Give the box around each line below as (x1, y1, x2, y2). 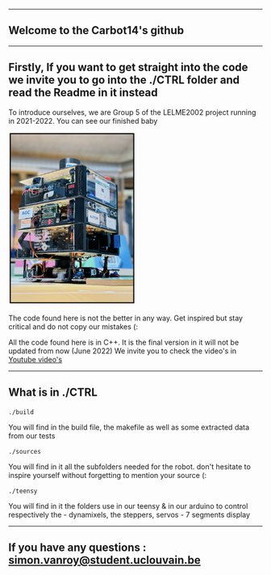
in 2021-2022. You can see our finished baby (8, 116, 158, 125)
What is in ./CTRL (8, 386, 98, 400)
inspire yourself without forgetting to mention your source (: (8, 470, 207, 480)
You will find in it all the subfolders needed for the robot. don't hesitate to (8, 462, 252, 471)
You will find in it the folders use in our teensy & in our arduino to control (8, 501, 248, 510)
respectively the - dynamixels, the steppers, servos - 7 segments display (8, 509, 251, 519)
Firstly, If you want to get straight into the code (8, 61, 248, 74)
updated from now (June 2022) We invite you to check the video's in (8, 345, 237, 356)
